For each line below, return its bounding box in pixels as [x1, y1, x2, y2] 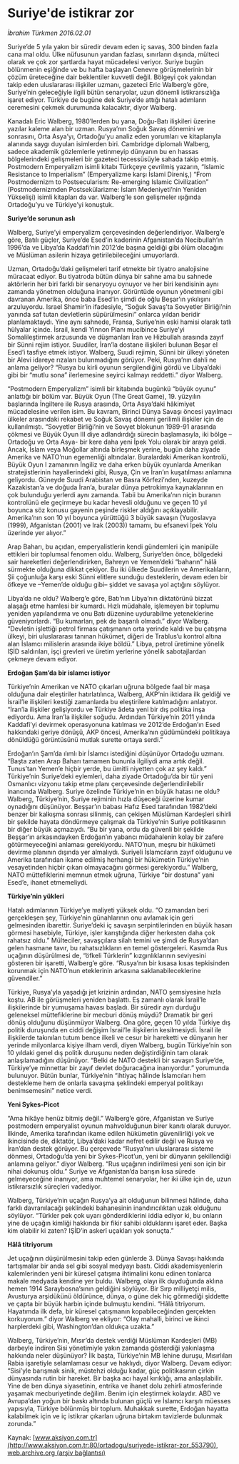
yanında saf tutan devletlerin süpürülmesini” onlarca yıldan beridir [7, 310, 201, 318]
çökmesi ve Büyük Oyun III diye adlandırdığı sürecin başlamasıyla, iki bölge [7, 429, 228, 438]
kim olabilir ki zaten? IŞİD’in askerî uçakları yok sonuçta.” [7, 1226, 174, 1235]
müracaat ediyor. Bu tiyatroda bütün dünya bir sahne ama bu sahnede [7, 272, 213, 280]
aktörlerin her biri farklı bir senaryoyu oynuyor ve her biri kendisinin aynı [7, 280, 219, 288]
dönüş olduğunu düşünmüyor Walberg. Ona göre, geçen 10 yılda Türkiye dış [7, 1018, 230, 1027]
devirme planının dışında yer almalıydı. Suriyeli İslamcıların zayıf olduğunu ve [7, 848, 233, 856]
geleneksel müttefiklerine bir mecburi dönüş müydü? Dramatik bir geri [7, 1010, 213, 1019]
